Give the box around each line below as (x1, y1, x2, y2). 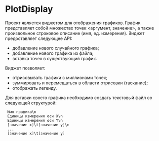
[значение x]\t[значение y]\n (7, 122, 70, 127)
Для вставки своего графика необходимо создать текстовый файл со (5, 95, 153, 101)
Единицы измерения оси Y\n (7, 118, 63, 123)
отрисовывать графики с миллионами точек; (12, 74, 108, 80)
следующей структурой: (5, 100, 57, 106)
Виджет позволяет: (5, 65, 46, 71)
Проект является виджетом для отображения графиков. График (5, 20, 141, 26)
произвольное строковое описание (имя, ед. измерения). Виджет (5, 30, 145, 36)
